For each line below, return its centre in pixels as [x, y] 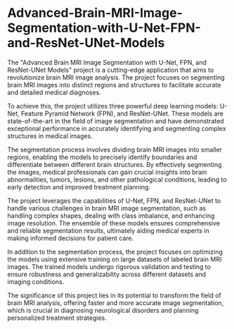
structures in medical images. [50, 136]
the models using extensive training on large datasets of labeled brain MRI [115, 259]
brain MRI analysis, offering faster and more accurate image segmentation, [116, 303]
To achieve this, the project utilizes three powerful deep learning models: [113, 106]
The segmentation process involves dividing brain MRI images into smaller [115, 149]
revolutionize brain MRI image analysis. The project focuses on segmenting [116, 77]
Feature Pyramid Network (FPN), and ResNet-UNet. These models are [122, 113]
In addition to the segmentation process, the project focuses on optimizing [115, 252]
